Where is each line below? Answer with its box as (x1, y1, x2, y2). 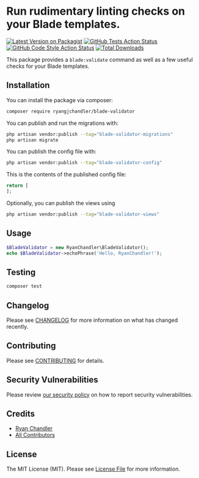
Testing (6, 267, 36, 277)
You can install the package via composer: (6, 96, 113, 103)
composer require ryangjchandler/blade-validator (6, 108, 136, 114)
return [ (6, 182, 29, 189)
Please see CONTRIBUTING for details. (6, 357, 105, 364)
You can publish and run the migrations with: (6, 119, 119, 127)
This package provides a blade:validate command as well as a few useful (6, 56, 194, 63)
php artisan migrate (6, 136, 59, 143)
